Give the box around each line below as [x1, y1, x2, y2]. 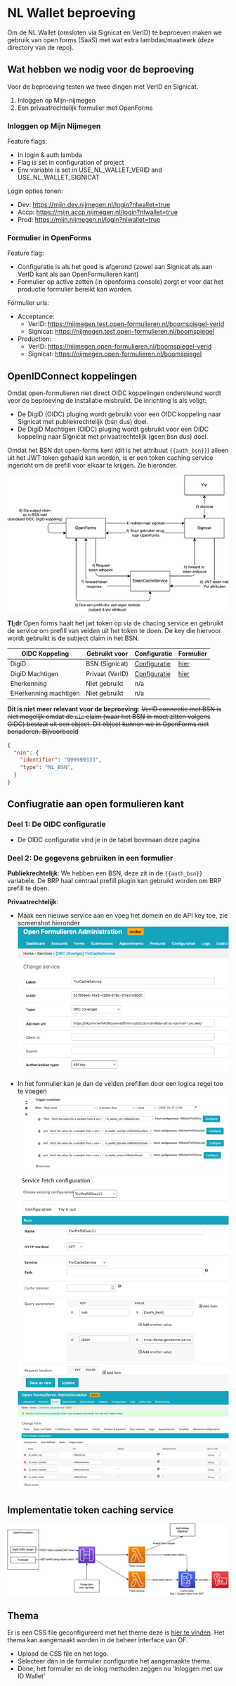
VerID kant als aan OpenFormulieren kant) [17, 270, 139, 279]
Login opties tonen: [7, 187, 63, 195]
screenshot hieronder [17, 918, 80, 927]
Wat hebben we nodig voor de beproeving [7, 63, 195, 75]
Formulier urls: [7, 299, 49, 307]
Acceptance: [17, 312, 55, 321]
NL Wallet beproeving [7, 5, 136, 21]
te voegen [17, 1087, 47, 1095]
